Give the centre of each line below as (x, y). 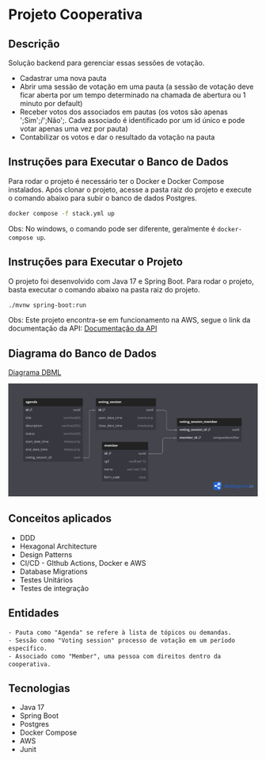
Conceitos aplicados (60, 519)
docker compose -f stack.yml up (61, 213)
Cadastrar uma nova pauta (63, 78)
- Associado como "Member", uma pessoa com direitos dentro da (115, 656)
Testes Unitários (46, 579)
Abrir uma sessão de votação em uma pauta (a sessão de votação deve (137, 86)
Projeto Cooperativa (76, 15)
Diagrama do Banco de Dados (82, 353)
